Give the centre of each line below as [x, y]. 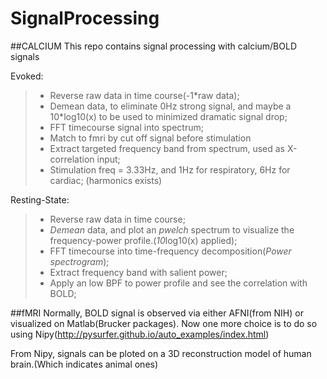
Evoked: [27, 76]
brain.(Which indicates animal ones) [84, 364]
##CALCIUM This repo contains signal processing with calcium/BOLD [154, 46]
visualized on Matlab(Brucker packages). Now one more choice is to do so [164, 323]
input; [108, 159]
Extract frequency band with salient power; [138, 272]
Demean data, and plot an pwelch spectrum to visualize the [172, 229]
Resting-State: [40, 199]
